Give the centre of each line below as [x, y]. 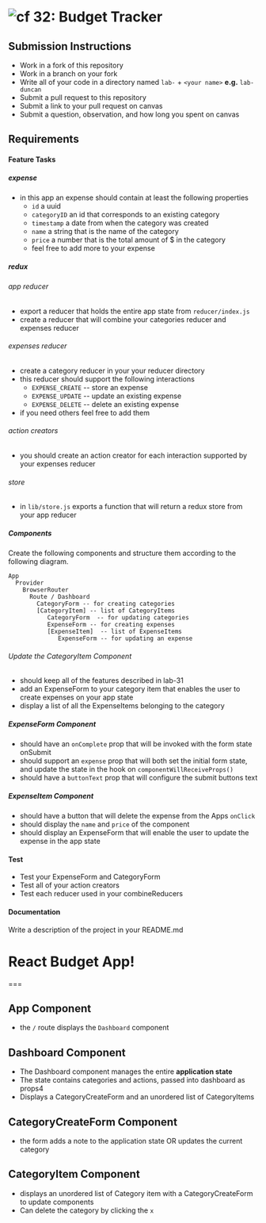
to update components [57, 1202]
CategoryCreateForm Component [93, 1122]
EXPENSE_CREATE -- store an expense [90, 387]
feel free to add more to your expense [93, 248]
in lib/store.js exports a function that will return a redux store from [131, 507]
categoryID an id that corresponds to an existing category [125, 214]
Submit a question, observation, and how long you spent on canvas [129, 114]
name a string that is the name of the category [105, 231]
